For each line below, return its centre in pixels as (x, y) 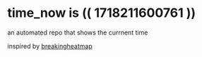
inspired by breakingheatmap (50, 46)
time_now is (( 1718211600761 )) (102, 13)
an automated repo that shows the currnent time (78, 32)
